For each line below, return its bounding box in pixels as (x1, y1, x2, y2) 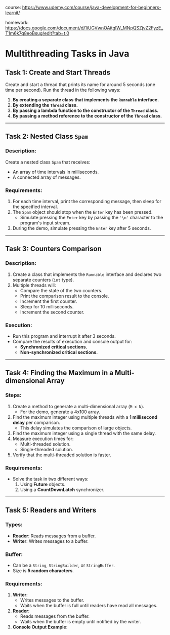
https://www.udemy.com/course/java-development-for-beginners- (22, 5, 161, 10)
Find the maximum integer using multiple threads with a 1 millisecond (12, 414, 158, 420)
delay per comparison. (12, 419, 61, 425)
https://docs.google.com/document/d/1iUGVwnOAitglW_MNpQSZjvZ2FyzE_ (5, 25, 163, 31)
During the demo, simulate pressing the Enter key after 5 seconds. (12, 225, 151, 231)
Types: (5, 521, 23, 528)
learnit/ (5, 10, 20, 16)
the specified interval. (12, 204, 58, 210)
